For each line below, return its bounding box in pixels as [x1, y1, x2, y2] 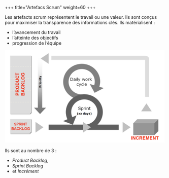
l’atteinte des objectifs [12, 35, 59, 41]
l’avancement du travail [12, 29, 61, 35]
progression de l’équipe [12, 40, 62, 46]
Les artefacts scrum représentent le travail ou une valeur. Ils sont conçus [5, 14, 157, 20]
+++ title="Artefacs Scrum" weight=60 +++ [5, 5, 96, 10]
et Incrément [12, 168, 39, 174]
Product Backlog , [12, 157, 49, 163]
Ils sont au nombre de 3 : [5, 147, 57, 154]
